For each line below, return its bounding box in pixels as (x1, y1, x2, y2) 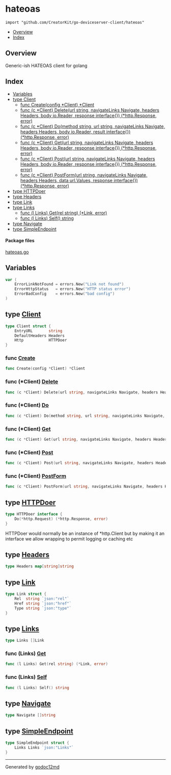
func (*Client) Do (5, 401, 49, 409)
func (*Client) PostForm (5, 472, 67, 479)
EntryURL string (14, 328, 63, 333)
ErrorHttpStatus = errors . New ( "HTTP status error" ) (14, 286, 131, 292)
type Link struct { (5, 591, 47, 597)
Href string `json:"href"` (14, 601, 72, 606)
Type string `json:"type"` (14, 606, 72, 611)
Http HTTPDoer (14, 338, 67, 343)
